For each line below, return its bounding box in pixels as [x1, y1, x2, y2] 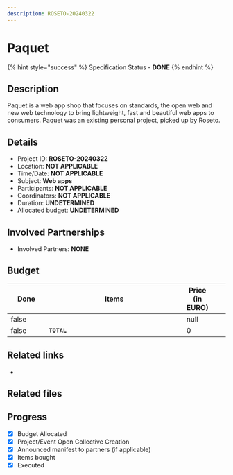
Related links [7, 349, 64, 361]
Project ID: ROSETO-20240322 [17, 155, 109, 163]
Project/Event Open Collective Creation [17, 438, 130, 446]
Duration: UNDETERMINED [17, 199, 95, 207]
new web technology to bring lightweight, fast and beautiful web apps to [7, 109, 214, 117]
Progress [7, 411, 47, 423]
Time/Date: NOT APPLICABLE [17, 169, 103, 178]
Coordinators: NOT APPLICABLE [17, 191, 111, 200]
